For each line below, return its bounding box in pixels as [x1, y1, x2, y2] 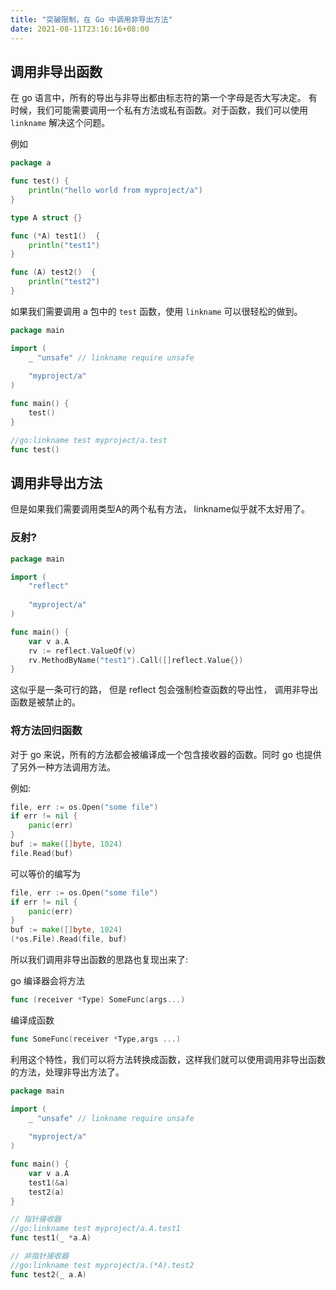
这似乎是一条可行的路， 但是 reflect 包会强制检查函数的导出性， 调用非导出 [10, 684, 319, 696]
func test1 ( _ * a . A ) [10, 1233, 92, 1243]
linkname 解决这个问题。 [10, 117, 111, 129]
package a [10, 158, 52, 168]
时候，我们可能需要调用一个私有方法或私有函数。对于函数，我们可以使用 [10, 104, 308, 116]
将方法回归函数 [10, 724, 83, 738]
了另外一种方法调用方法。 [10, 761, 116, 773]
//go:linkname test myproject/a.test [10, 435, 168, 445]
